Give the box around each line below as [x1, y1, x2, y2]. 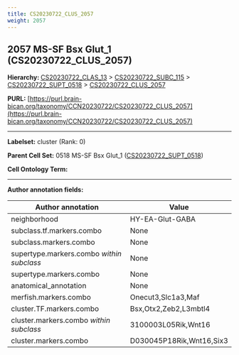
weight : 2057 [7, 17, 46, 24]
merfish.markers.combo [11, 293, 91, 302]
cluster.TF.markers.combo [11, 304, 100, 314]
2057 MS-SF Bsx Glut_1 [7, 43, 112, 55]
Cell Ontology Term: [7, 165, 68, 174]
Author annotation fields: [7, 185, 84, 194]
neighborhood [11, 214, 59, 224]
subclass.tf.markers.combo [11, 226, 102, 236]
